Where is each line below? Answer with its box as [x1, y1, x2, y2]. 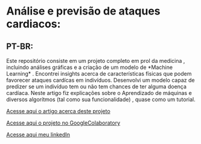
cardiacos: [6, 17, 61, 31]
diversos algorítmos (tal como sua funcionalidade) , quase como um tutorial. [6, 96, 196, 103]
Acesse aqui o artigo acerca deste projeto [6, 108, 110, 114]
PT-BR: [6, 41, 34, 51]
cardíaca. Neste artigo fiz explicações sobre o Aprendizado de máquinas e [6, 90, 192, 96]
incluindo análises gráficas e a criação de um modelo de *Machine [6, 64, 173, 71]
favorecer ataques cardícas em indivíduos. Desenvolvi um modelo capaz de [6, 77, 195, 83]
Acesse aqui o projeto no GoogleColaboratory [6, 119, 121, 126]
